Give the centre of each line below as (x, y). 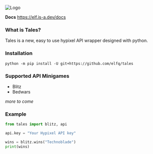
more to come (19, 101)
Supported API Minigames (37, 76)
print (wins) (17, 147)
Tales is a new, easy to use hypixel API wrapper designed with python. (76, 41)
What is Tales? (23, 30)
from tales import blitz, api (36, 124)
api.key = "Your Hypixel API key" (41, 133)
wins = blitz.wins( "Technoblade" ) (41, 142)
